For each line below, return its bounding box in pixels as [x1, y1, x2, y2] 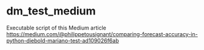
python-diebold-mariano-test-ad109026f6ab [6, 37, 119, 44]
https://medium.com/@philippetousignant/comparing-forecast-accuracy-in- [6, 30, 199, 37]
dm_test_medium [6, 4, 96, 18]
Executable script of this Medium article [6, 24, 107, 31]
